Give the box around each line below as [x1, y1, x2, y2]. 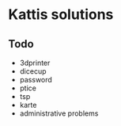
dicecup [19, 67, 47, 76]
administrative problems [19, 109, 99, 118]
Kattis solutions [8, 6, 114, 24]
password [19, 75, 53, 84]
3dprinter [19, 58, 51, 67]
